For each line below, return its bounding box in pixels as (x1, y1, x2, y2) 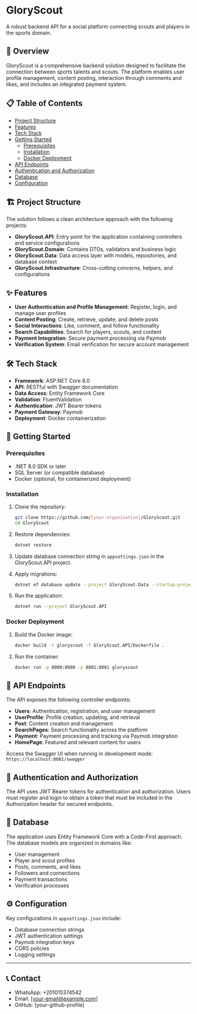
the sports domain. (6, 29, 52, 36)
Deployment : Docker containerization (14, 415, 106, 421)
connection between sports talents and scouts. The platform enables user (6, 68, 185, 75)
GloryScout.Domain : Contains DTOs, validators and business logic (14, 246, 176, 253)
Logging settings (14, 951, 56, 958)
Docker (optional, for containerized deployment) (14, 475, 131, 482)
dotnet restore (14, 542, 52, 548)
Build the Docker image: (14, 631, 73, 638)
